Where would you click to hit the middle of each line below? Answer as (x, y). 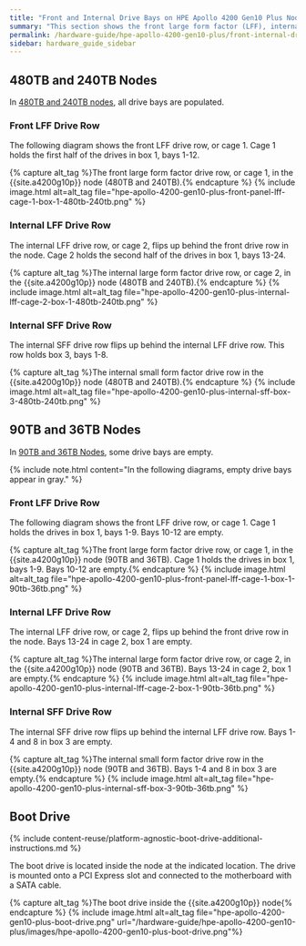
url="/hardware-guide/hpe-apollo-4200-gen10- (206, 922)
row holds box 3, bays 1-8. (59, 354)
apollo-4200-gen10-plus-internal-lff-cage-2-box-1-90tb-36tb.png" (136, 688)
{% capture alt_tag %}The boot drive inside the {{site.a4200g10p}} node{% (151, 903)
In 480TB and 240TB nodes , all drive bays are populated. (117, 102)
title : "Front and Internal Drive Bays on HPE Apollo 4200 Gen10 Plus (146, 18)
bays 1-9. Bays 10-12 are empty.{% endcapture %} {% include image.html (148, 569)
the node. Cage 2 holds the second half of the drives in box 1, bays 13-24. (148, 255)
